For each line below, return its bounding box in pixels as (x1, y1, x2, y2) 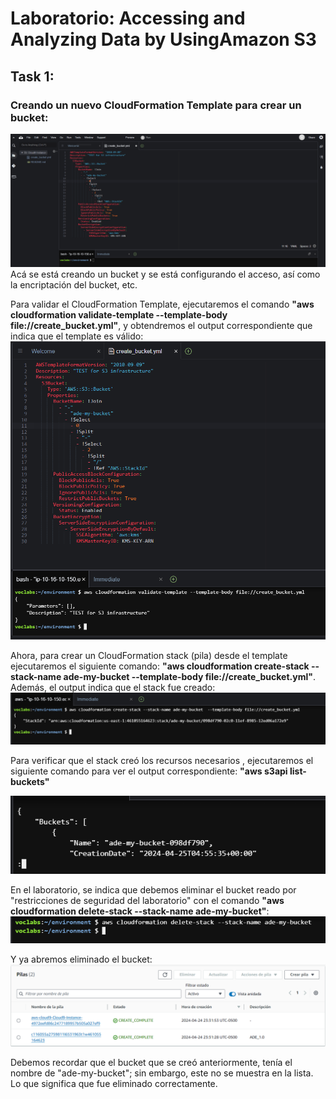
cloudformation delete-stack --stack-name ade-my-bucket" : (10, 905, 270, 917)
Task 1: (10, 68, 55, 85)
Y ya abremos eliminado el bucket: (10, 953, 153, 966)
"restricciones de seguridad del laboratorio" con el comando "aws (10, 894, 285, 906)
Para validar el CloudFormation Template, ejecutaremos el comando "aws (10, 298, 315, 310)
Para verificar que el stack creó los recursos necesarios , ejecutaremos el (10, 755, 314, 767)
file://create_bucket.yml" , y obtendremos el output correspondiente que (10, 319, 313, 331)
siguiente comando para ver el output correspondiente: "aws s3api (10, 765, 288, 777)
